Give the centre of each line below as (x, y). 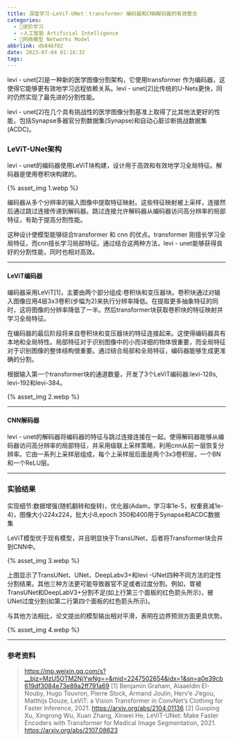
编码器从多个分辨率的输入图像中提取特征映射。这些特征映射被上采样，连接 (113, 202)
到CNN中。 (23, 546)
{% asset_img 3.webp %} (43, 560)
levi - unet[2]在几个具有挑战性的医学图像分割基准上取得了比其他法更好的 (111, 111)
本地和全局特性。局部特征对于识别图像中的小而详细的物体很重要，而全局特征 (116, 342)
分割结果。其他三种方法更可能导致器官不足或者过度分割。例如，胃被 (104, 583)
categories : (24, 20)
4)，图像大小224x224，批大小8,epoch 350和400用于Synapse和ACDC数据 (114, 514)
